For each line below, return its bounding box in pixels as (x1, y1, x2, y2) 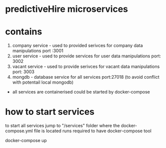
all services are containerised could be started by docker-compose (12, 89, 150, 95)
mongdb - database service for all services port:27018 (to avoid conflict (12, 74, 160, 80)
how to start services (5, 106, 95, 117)
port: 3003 (12, 69, 35, 75)
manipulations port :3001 (12, 48, 64, 54)
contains (5, 26, 42, 38)
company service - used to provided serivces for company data (12, 43, 143, 49)
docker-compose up (5, 138, 47, 144)
